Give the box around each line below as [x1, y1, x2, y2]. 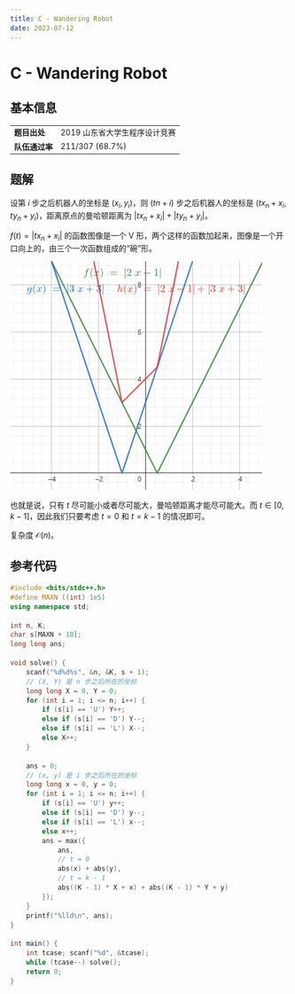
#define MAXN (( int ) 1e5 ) [10, 593, 105, 602]
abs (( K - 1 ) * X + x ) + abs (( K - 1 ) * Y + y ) [57, 883, 229, 892]
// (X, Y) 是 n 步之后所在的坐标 [26, 677, 137, 686]
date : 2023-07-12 [10, 23, 74, 33]
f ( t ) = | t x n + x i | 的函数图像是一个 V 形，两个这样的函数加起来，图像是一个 [10, 231, 276, 243]
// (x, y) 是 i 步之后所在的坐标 [26, 770, 137, 780]
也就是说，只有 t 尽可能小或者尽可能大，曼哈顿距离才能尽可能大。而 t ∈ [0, [10, 500, 284, 510]
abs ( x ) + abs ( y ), [57, 864, 122, 873]
